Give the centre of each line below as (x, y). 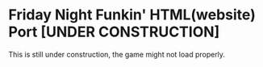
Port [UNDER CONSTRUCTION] (114, 32)
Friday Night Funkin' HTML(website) (132, 15)
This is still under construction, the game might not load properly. (117, 54)
